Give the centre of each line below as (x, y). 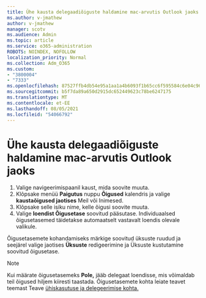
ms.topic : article (30, 40)
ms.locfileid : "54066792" (40, 114)
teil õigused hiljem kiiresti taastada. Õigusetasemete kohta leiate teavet (96, 281)
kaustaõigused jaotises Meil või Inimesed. (70, 201)
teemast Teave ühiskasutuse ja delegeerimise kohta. (73, 288)
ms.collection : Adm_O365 (39, 63)
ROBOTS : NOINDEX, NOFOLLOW (41, 52)
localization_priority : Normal (47, 58)
